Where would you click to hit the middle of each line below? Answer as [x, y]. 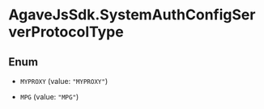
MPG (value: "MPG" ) [49, 97]
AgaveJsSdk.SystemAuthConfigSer [132, 15]
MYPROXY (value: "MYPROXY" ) [64, 81]
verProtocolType [66, 32]
